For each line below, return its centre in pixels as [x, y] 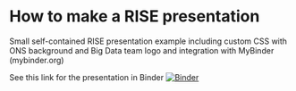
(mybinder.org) [37, 60]
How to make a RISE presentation [135, 17]
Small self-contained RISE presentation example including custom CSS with [148, 41]
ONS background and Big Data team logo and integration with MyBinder [142, 50]
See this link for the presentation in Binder [86, 77]
